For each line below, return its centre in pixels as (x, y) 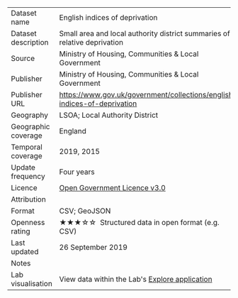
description (30, 42)
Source (23, 58)
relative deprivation (91, 42)
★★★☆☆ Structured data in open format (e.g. (139, 222)
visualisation (32, 283)
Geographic (30, 127)
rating (21, 231)
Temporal (27, 147)
